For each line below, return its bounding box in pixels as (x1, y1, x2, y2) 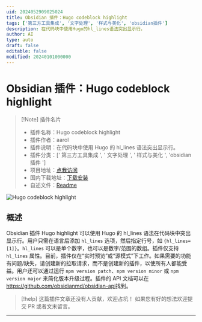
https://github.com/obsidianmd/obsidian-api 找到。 (6, 282, 132, 290)
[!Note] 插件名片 (20, 115, 61, 123)
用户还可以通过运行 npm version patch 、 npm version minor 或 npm (16, 267, 179, 275)
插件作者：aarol (29, 136, 69, 143)
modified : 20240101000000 (6, 54, 71, 60)
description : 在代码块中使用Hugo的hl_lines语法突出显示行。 (6, 25, 145, 32)
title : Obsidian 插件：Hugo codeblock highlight (6, 14, 128, 21)
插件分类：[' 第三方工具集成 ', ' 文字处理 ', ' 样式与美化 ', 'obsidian (29, 151, 192, 158)
